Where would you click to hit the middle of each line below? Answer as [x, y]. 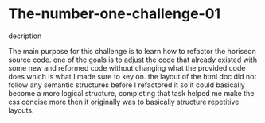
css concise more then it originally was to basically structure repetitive [124, 102]
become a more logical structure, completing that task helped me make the [131, 93]
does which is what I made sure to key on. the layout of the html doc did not [132, 76]
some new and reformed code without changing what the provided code [127, 67]
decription [25, 36]
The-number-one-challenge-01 [115, 14]
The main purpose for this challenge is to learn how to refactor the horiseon [132, 51]
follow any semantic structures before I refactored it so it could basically [127, 85]
